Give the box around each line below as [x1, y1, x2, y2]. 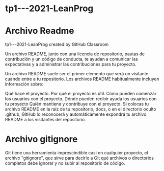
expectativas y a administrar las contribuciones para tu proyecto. [5, 62, 137, 67]
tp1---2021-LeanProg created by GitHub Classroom [5, 42, 109, 47]
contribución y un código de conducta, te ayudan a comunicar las [5, 56, 138, 62]
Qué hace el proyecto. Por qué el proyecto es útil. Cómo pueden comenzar [5, 91, 157, 97]
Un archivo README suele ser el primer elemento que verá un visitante [5, 71, 149, 77]
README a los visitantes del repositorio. [5, 117, 86, 123]
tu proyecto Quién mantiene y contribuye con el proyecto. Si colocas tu [5, 101, 149, 107]
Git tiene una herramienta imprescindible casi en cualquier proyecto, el [5, 150, 148, 156]
